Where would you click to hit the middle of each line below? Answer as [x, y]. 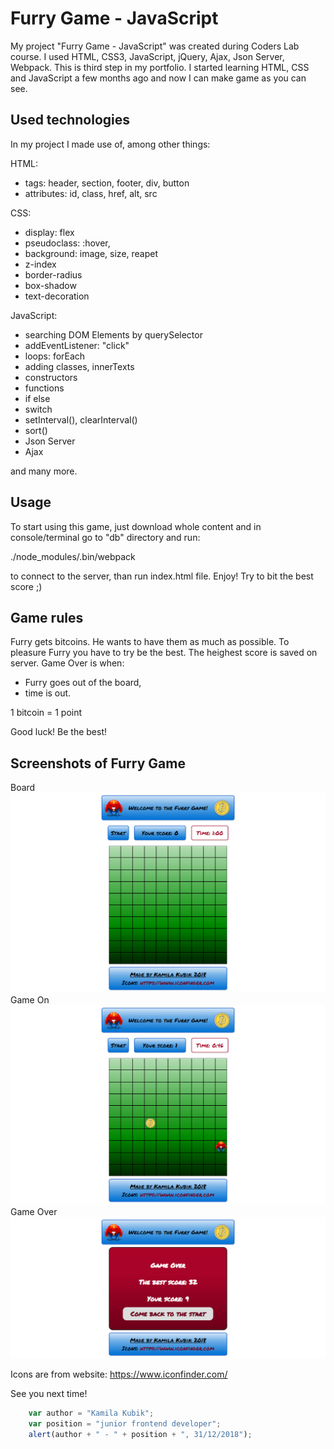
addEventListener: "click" [77, 345]
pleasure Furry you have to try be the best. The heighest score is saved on [164, 653]
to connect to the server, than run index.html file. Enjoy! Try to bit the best [162, 576]
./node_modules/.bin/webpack [73, 556]
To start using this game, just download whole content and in [136, 526]
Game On [30, 999]
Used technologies [70, 120]
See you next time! [49, 1394]
